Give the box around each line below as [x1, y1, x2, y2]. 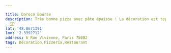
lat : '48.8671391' [5, 26, 44, 31]
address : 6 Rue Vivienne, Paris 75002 [5, 35, 88, 40]
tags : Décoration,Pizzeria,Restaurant [5, 40, 88, 45]
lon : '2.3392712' [5, 31, 42, 36]
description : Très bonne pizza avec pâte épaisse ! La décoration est [5, 16, 158, 22]
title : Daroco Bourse [5, 12, 51, 17]
